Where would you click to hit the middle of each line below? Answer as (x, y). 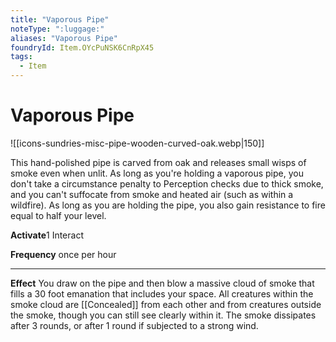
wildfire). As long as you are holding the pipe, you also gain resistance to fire (168, 205)
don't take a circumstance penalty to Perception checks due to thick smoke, (167, 183)
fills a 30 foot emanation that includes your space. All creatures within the (162, 293)
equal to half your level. (58, 215)
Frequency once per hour (63, 254)
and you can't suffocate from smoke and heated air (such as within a (152, 194)
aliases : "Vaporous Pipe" (64, 38)
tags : (21, 57)
